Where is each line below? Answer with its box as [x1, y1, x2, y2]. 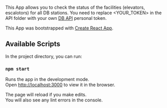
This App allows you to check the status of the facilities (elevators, [5, 5, 145, 10]
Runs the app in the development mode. [5, 76, 89, 83]
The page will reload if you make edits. [5, 92, 87, 98]
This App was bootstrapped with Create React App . [5, 25, 114, 31]
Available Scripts [5, 40, 60, 48]
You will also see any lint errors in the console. [5, 97, 103, 103]
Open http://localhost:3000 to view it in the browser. [5, 82, 115, 88]
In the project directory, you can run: [5, 53, 82, 59]
